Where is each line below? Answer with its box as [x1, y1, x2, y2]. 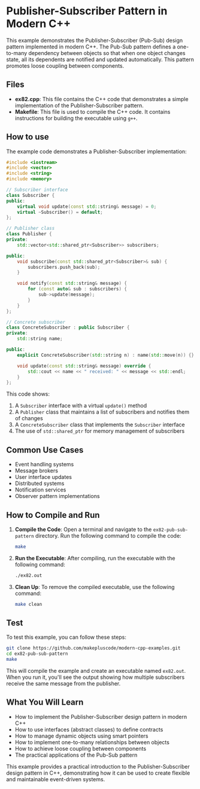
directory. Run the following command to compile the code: [35, 532, 181, 539]
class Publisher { [6, 231, 52, 237]
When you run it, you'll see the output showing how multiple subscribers [6, 673, 185, 681]
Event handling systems [14, 461, 74, 468]
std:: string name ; [17, 336, 63, 342]
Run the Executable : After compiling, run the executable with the [14, 554, 175, 562]
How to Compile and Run [6, 510, 100, 520]
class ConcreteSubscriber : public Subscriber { [6, 324, 130, 330]
